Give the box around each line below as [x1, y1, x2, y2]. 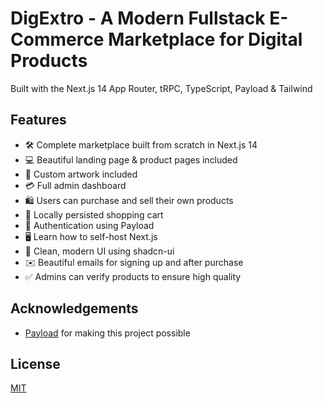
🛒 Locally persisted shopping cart [24, 208, 164, 221]
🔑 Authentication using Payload [24, 219, 155, 231]
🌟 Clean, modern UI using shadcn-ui [24, 245, 175, 257]
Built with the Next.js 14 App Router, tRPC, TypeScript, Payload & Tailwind [10, 82, 313, 94]
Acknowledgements [10, 300, 139, 317]
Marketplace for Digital [108, 28, 303, 51]
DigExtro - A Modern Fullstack [10, 7, 266, 30]
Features [10, 112, 67, 129]
